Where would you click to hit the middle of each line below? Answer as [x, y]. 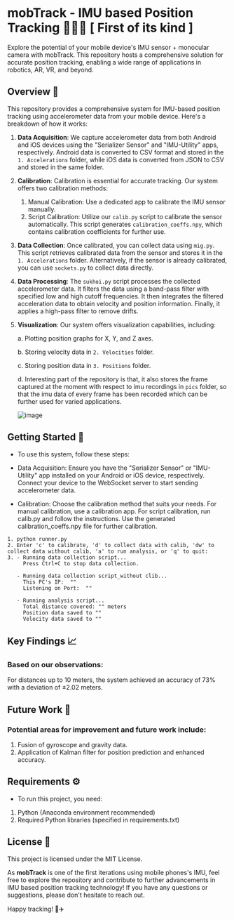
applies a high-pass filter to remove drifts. [78, 311]
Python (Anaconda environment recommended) [86, 812]
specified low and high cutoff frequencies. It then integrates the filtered [121, 296]
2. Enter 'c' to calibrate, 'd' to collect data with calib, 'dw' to [111, 545]
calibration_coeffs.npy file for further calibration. [87, 526]
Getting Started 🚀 [46, 437]
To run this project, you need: [60, 799]
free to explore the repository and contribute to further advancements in [111, 880]
